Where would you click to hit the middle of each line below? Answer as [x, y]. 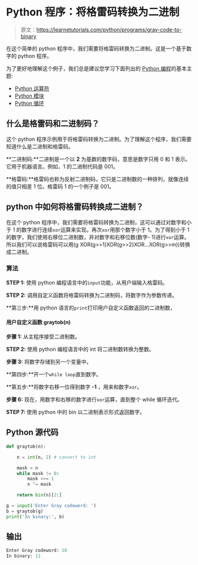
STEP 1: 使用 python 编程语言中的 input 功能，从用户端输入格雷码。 [87, 282]
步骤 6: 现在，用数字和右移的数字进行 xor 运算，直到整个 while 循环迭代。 [95, 399]
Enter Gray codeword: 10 [37, 551]
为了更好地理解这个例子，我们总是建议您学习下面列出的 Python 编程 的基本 [97, 68]
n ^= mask [39, 485]
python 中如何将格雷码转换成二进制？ [75, 207]
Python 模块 [29, 96]
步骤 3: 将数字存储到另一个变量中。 [49, 362]
